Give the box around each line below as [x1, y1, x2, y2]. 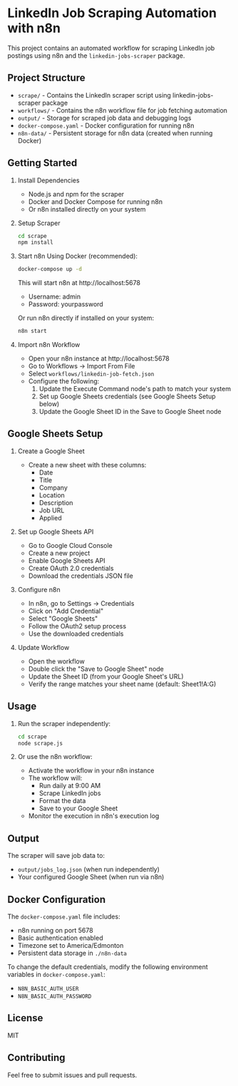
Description [38, 498, 73, 507]
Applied [38, 513, 62, 522]
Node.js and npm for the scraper [28, 190, 125, 198]
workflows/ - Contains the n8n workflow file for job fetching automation [17, 105, 228, 115]
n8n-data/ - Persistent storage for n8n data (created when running [17, 128, 213, 137]
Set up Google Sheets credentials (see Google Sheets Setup [38, 392, 216, 400]
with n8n [7, 20, 61, 36]
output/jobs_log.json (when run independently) [17, 865, 160, 874]
